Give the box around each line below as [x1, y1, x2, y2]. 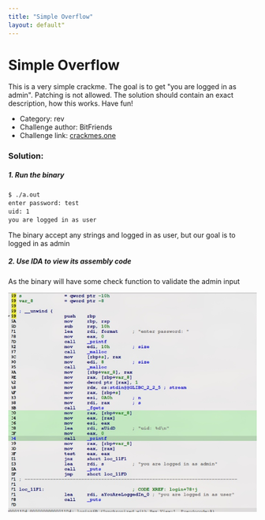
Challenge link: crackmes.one [19, 131, 117, 140]
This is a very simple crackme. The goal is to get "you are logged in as [8, 82, 237, 92]
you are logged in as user [8, 215, 97, 224]
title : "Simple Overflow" [8, 13, 93, 21]
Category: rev [19, 114, 65, 124]
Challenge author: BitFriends [19, 122, 113, 132]
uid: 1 [8, 208, 30, 216]
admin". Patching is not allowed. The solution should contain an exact [8, 91, 234, 100]
